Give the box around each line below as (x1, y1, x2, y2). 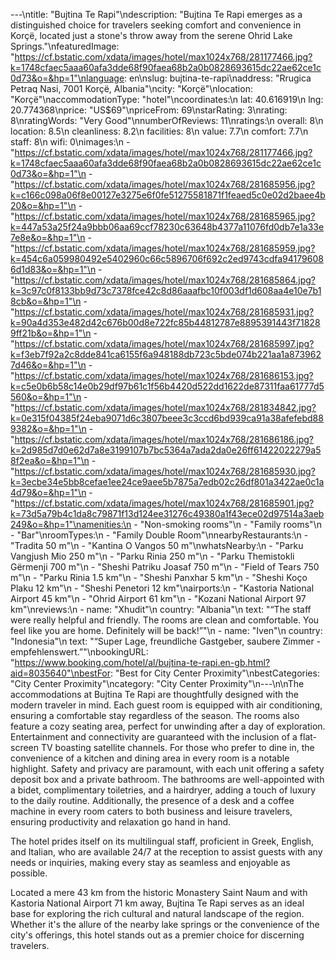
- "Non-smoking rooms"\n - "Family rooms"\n (133, 519, 322, 530)
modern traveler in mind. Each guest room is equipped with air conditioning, (10, 699, 323, 711)
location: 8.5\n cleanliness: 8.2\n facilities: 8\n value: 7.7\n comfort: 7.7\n (10, 125, 309, 137)
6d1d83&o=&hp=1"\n (10, 264, 97, 275)
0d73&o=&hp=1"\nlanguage (10, 72, 125, 84)
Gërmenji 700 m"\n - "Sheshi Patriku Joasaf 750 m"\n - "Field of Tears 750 (10, 561, 320, 573)
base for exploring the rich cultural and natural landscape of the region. (10, 908, 305, 919)
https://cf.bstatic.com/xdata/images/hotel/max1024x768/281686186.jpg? (14, 434, 314, 445)
